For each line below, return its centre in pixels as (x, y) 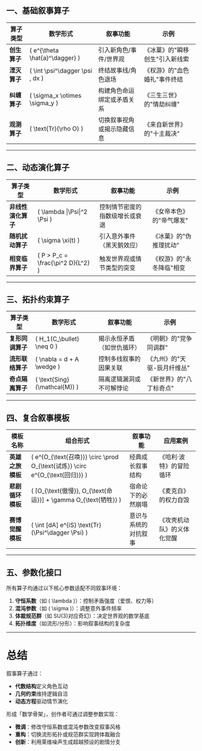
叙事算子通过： (25, 673)
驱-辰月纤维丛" (169, 368)
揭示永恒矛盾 (117, 339)
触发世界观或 (117, 259)
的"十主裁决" (162, 133)
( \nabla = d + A (57, 359)
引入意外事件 (117, 236)
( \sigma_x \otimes (55, 95)
